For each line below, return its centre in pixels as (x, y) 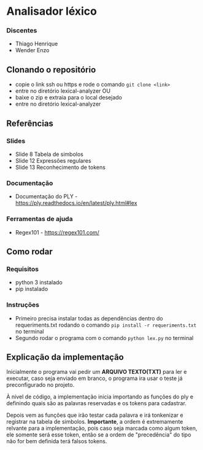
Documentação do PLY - (46, 196)
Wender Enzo (32, 50)
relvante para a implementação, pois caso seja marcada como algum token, (102, 429)
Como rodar (30, 251)
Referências (30, 123)
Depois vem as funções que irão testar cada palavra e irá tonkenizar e (95, 415)
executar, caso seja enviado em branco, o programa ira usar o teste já (94, 378)
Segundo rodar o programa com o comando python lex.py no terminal (104, 338)
